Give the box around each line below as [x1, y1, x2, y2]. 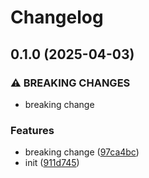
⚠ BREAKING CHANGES [10, 76, 131, 90]
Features [10, 123, 55, 137]
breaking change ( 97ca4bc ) [24, 146, 140, 158]
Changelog [10, 6, 104, 29]
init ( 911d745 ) [24, 157, 80, 169]
